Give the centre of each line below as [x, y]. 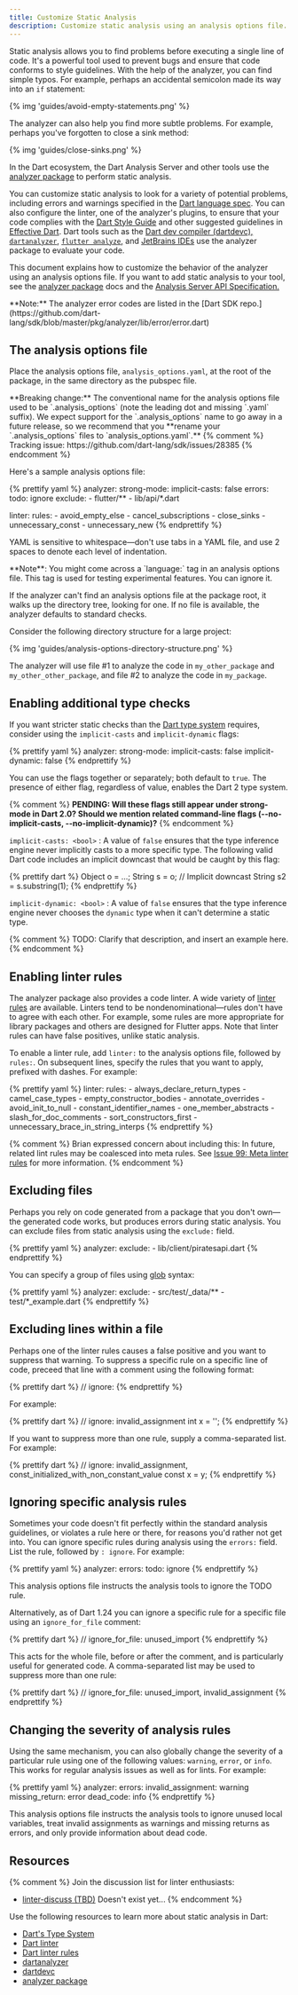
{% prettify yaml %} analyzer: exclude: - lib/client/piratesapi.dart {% [134, 1248]
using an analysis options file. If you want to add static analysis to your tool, [147, 277]
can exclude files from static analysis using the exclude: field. [122, 1231]
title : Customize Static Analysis [73, 17]
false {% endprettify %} [88, 761]
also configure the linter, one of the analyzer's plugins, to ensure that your [144, 212]
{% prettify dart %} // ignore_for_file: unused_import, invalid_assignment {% [148, 1692]
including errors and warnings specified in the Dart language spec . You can [147, 203]
